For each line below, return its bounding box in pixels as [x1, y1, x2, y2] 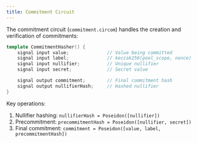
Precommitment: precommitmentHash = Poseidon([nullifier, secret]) [15, 118, 192, 125]
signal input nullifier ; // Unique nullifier [17, 61, 159, 67]
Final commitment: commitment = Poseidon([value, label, [15, 124, 161, 131]
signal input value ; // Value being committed [17, 49, 173, 55]
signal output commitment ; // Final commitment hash [17, 77, 173, 83]
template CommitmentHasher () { [6, 44, 86, 50]
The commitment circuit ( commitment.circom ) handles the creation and [6, 26, 181, 33]
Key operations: [6, 100, 46, 107]
